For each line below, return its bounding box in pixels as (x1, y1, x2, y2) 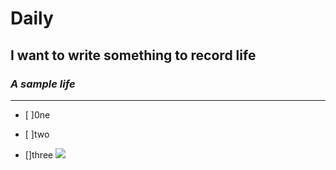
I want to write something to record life (10, 47, 257, 64)
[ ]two (24, 128, 50, 140)
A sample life (10, 77, 76, 91)
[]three (24, 148, 54, 161)
